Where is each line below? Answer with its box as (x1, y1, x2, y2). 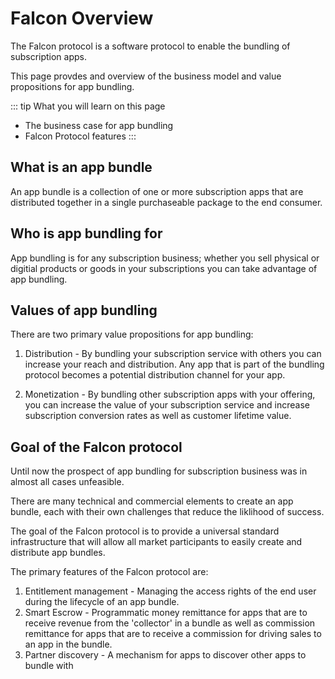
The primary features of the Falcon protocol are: (10, 566, 209, 578)
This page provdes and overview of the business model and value (10, 70, 282, 82)
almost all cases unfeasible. (10, 476, 125, 488)
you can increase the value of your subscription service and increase (24, 399, 310, 411)
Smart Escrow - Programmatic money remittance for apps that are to (24, 607, 308, 619)
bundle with (24, 660, 74, 672)
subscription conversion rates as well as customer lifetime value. (24, 410, 292, 422)
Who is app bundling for (10, 225, 163, 242)
